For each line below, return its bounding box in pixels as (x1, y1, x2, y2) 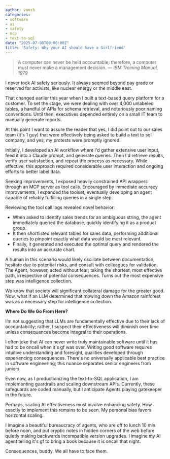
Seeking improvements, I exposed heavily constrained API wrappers (5, 178, 148, 184)
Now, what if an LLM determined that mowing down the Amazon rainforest (5, 293, 161, 299)
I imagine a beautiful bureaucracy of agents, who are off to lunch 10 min (5, 422, 156, 428)
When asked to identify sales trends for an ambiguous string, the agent (12, 214, 161, 220)
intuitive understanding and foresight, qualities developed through (5, 349, 143, 356)
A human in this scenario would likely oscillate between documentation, (5, 256, 155, 262)
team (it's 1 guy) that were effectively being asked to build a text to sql (5, 131, 152, 137)
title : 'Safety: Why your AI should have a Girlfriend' (5, 45, 126, 50)
